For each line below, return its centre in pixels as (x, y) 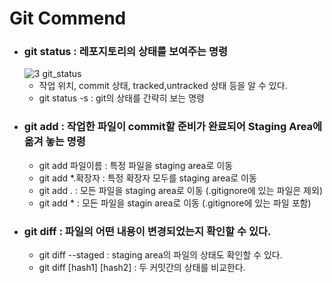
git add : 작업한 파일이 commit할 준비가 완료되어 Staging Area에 (173, 127)
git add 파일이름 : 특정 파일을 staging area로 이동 (136, 165)
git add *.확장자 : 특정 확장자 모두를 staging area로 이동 (147, 178)
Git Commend (68, 18)
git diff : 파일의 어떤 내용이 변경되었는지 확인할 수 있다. (147, 231)
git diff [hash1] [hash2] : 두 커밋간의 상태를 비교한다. (142, 268)
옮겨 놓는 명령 (54, 142)
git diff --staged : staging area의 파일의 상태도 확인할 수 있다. (160, 255)
